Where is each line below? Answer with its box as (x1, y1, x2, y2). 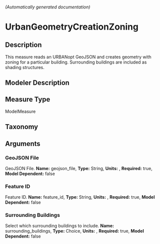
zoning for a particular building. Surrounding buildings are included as (5, 59, 147, 65)
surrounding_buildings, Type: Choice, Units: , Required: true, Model (5, 228, 144, 234)
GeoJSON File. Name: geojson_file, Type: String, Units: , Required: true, (5, 165, 153, 171)
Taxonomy (5, 123, 38, 131)
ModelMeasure (5, 108, 36, 114)
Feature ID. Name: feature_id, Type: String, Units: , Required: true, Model (5, 194, 155, 200)
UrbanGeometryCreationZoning (5, 21, 139, 32)
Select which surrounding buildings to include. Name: (5, 223, 114, 229)
